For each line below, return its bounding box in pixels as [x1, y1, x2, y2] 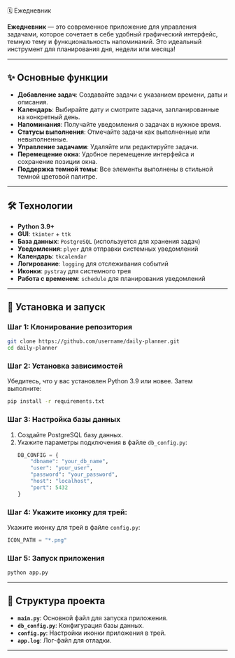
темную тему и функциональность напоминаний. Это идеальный [7, 38, 202, 46]
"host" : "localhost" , [30, 478, 93, 485]
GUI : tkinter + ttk [17, 229, 71, 238]
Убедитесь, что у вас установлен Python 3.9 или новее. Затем [7, 377, 193, 385]
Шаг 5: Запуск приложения [7, 553, 105, 563]
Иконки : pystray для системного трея [17, 266, 131, 275]
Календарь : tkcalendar [17, 252, 87, 260]
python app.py [7, 569, 49, 577]
